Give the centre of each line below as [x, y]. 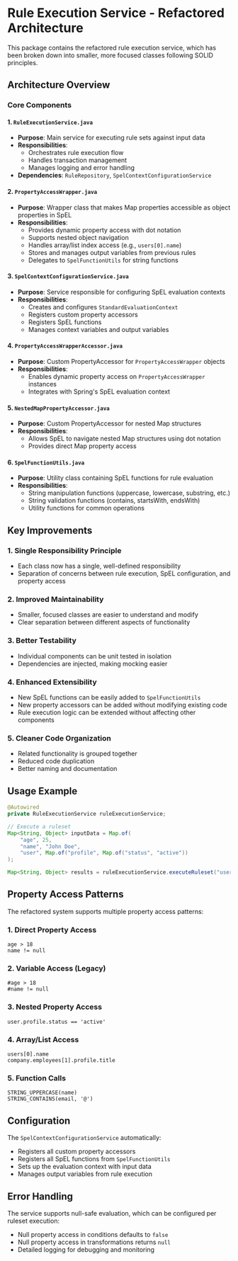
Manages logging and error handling [81, 168]
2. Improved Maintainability [56, 600]
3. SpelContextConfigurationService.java [68, 276]
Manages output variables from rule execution [85, 1174]
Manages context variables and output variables [98, 329]
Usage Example [42, 791]
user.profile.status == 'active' [57, 1022]
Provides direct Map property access [82, 446]
